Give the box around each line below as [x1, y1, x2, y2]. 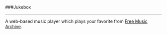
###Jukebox [5, 4, 31, 10]
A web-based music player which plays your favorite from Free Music [5, 18, 148, 24]
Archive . [5, 24, 22, 29]
